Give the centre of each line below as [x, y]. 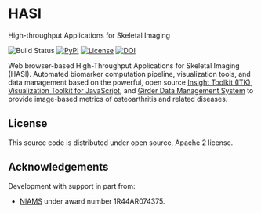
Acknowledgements [58, 167]
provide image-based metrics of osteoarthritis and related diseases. [118, 99]
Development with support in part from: [72, 186]
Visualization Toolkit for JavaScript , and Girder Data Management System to [131, 90]
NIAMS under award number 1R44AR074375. [92, 201]
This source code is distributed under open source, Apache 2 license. [121, 143]
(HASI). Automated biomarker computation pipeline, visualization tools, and [129, 74]
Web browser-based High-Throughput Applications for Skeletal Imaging [124, 65]
